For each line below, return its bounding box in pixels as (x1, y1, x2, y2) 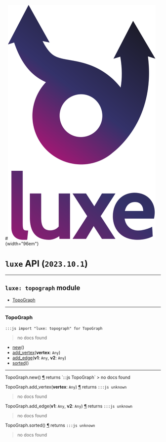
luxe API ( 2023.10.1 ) (5, 258, 88, 269)
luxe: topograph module (5, 284, 81, 292)
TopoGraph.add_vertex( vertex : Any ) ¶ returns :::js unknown (5, 384, 127, 390)
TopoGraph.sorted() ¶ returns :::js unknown (5, 422, 95, 428)
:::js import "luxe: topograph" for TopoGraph (5, 326, 103, 331)
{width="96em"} (5, 241, 39, 246)
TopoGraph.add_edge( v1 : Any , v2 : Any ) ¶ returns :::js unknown (5, 403, 132, 409)
